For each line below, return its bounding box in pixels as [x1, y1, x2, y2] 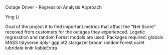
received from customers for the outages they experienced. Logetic [5, 29, 145, 34]
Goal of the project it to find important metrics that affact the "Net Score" [5, 23, 156, 29]
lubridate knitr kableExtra [5, 45, 57, 50]
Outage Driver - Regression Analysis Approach [5, 4, 102, 10]
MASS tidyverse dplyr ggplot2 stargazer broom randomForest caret [5, 39, 144, 45]
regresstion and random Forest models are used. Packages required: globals [5, 34, 163, 40]
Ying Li [5, 14, 20, 19]
